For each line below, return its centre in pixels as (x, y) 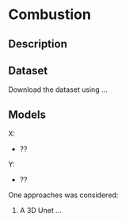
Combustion (50, 15)
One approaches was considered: (63, 195)
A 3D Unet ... (40, 211)
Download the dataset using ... (58, 90)
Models (27, 114)
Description (38, 44)
